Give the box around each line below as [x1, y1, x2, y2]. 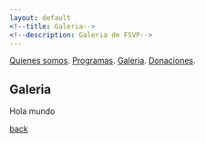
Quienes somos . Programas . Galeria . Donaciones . [9, 56, 196, 66]
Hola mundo [9, 106, 56, 117]
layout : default [9, 13, 71, 23]
